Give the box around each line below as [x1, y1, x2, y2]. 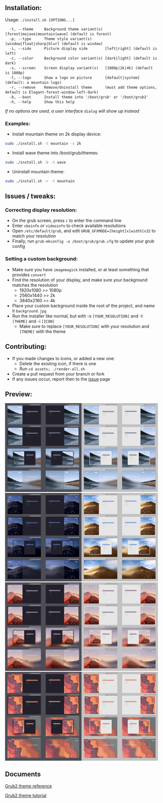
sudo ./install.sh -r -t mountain [5, 179, 75, 183]
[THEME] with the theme [19, 328, 66, 334]
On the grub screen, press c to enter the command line [12, 218, 122, 224]
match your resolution [12, 233, 56, 239]
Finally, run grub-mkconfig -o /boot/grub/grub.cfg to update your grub [12, 238, 154, 244]
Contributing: [5, 343, 47, 351]
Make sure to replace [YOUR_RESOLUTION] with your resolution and [19, 323, 149, 329]
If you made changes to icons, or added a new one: [12, 355, 115, 361]
